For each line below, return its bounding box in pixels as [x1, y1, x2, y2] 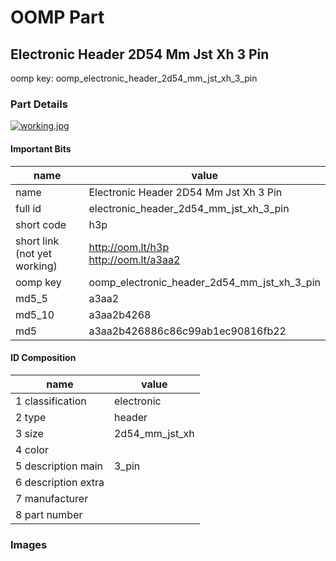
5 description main [15, 459, 104, 473]
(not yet [15, 246, 53, 260]
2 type [15, 410, 47, 424]
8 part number [15, 507, 83, 521]
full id [15, 201, 42, 215]
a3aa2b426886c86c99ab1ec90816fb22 [88, 324, 287, 338]
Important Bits [10, 142, 72, 155]
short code [15, 217, 67, 231]
